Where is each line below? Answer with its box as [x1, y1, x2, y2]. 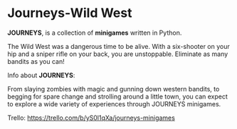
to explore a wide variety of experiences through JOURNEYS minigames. [7, 99, 221, 108]
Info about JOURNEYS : [7, 71, 75, 79]
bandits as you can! [7, 57, 65, 65]
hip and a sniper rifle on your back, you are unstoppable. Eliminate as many [7, 50, 228, 58]
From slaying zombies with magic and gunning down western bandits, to [7, 84, 220, 93]
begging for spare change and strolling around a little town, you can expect [7, 92, 228, 101]
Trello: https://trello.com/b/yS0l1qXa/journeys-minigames [7, 113, 176, 122]
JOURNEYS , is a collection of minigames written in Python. [7, 28, 182, 37]
